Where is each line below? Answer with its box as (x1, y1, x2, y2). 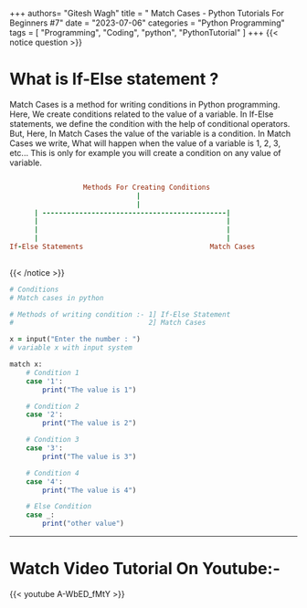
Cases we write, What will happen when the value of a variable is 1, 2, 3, (9, 137, 281, 149)
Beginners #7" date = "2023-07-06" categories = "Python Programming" (9, 17, 285, 28)
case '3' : (26, 444, 64, 453)
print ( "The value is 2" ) (42, 419, 137, 428)
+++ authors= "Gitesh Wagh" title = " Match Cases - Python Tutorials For (9, 8, 285, 18)
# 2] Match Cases (9, 319, 206, 328)
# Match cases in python (9, 293, 104, 302)
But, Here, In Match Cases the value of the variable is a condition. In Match (9, 128, 291, 139)
